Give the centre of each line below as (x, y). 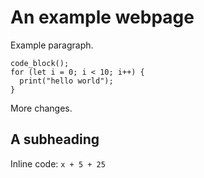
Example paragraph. (52, 45)
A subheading (55, 139)
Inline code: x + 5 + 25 (58, 163)
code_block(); (40, 63)
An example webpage (102, 17)
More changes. (41, 108)
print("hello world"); (66, 81)
